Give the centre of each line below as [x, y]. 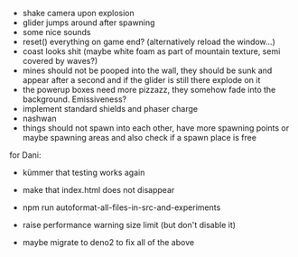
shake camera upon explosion [79, 13]
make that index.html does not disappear [98, 190]
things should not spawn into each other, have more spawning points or [156, 128]
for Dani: [26, 155]
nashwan [39, 118]
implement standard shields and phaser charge [110, 109]
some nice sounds [56, 32]
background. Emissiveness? [74, 99]
